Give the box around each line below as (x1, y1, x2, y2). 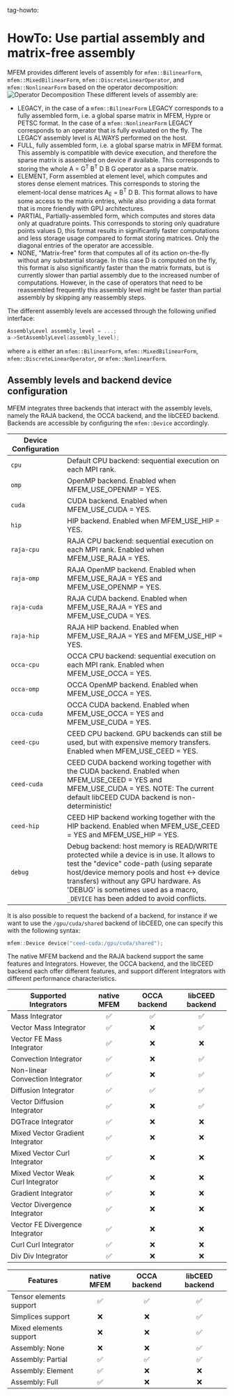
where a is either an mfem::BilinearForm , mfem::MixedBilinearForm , (7, 347, 198, 355)
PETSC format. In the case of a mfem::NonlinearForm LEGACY (17, 119, 193, 127)
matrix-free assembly (7, 45, 136, 61)
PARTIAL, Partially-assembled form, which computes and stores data (17, 212, 216, 220)
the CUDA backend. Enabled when (67, 766, 180, 776)
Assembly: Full (10, 1377, 58, 1387)
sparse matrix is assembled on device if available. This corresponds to (17, 156, 220, 164)
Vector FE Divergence (10, 1220, 82, 1230)
